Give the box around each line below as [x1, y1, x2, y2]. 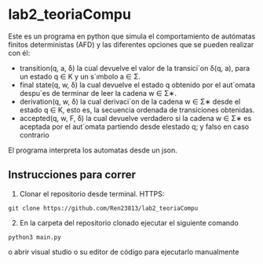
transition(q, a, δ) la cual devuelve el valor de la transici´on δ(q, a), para [19, 63, 250, 72]
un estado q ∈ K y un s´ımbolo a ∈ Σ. [19, 71, 141, 81]
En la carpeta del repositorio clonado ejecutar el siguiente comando [19, 218, 239, 227]
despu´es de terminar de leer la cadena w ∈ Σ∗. [19, 88, 177, 97]
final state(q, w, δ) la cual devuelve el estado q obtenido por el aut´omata [19, 80, 256, 90]
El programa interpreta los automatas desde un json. [8, 145, 178, 155]
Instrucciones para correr [8, 168, 136, 181]
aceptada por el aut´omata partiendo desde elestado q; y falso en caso [19, 122, 250, 131]
